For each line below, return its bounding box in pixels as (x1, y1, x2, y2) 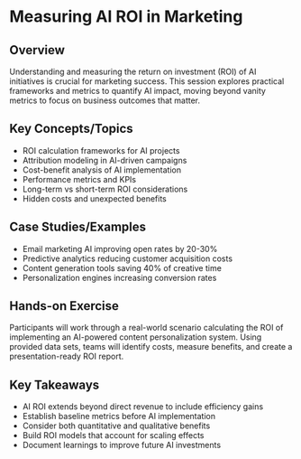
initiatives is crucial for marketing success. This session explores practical (9, 76, 285, 87)
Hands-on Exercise (9, 298, 120, 314)
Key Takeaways (9, 377, 100, 392)
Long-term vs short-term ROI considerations (22, 183, 188, 194)
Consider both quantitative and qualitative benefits (22, 420, 211, 431)
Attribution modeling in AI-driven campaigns (22, 155, 187, 165)
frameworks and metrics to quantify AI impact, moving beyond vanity (9, 86, 266, 96)
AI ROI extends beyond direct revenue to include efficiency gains (22, 401, 264, 412)
